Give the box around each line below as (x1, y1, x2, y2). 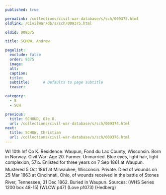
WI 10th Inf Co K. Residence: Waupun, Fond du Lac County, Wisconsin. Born (5, 148, 162, 154)
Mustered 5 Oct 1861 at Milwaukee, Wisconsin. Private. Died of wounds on (5, 166, 158, 172)
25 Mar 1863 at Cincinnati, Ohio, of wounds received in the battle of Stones (5, 172, 159, 178)
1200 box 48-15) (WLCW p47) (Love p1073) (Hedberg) (5, 184, 116, 190)
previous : (5, 112, 26, 117)
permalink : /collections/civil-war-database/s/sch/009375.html (5, 16, 139, 21)
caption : (9, 70, 28, 76)
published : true (5, 7, 39, 12)
